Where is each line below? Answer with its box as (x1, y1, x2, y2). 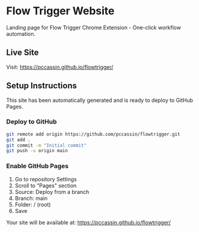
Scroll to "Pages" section (14, 182, 76, 189)
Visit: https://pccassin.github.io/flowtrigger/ (6, 63, 114, 70)
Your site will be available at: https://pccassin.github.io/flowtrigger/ (6, 219, 172, 226)
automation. (6, 30, 36, 37)
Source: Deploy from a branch (14, 188, 90, 195)
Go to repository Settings (14, 175, 77, 182)
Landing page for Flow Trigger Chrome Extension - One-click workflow (6, 24, 181, 31)
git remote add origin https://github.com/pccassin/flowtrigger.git (6, 131, 180, 137)
